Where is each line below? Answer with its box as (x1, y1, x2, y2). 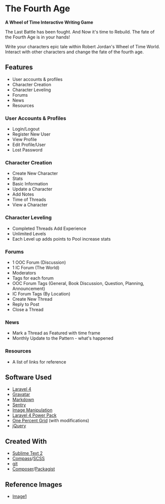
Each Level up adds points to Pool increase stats (12, 236, 111, 242)
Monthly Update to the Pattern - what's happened (12, 335, 114, 341)
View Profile (12, 137, 37, 143)
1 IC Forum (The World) (12, 264, 60, 270)
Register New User (12, 131, 51, 137)
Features (5, 63, 33, 72)
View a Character (12, 202, 48, 208)
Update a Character (12, 186, 53, 192)
